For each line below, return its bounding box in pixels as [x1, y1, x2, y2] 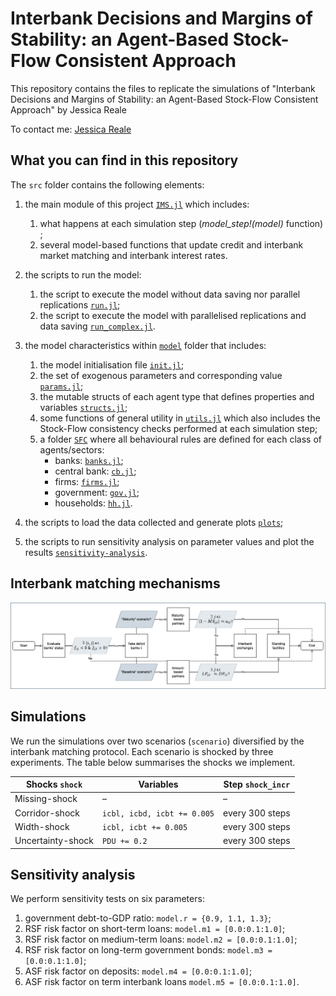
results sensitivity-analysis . [24, 546, 148, 558]
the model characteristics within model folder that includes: [24, 339, 267, 351]
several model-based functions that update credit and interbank [39, 238, 304, 251]
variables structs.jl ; [39, 401, 128, 413]
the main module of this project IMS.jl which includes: [24, 198, 250, 210]
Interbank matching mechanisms [10, 575, 221, 592]
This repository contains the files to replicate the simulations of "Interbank [10, 82, 316, 94]
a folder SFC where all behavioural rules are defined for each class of [39, 433, 322, 445]
